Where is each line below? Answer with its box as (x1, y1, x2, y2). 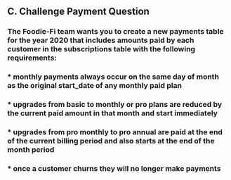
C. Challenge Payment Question (7, 6, 150, 18)
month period (7, 145, 55, 155)
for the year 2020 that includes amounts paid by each (7, 35, 194, 45)
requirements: (7, 53, 58, 63)
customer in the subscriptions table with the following (7, 44, 195, 54)
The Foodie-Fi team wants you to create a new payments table (7, 27, 224, 37)
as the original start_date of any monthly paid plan (7, 81, 183, 91)
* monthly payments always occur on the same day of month (7, 72, 220, 82)
